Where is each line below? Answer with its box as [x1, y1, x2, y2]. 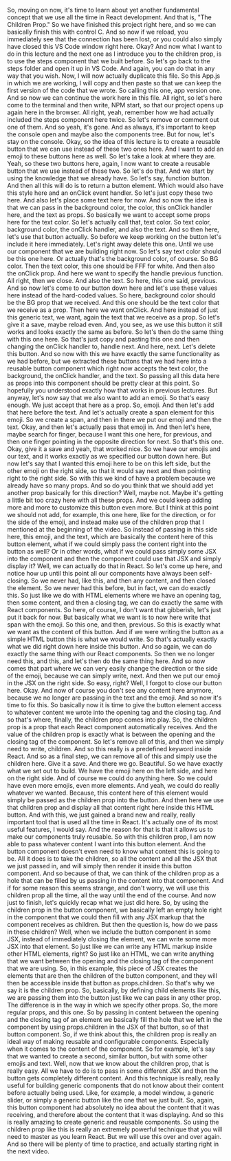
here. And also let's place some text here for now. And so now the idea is [7, 196, 214, 204]
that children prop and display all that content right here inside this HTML [7, 804, 214, 811]
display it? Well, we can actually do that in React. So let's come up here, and [7, 562, 223, 570]
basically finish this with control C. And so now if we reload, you [7, 28, 188, 36]
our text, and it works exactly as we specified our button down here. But [7, 452, 212, 460]
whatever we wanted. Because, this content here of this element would [7, 788, 208, 797]
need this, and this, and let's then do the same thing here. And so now [7, 657, 206, 665]
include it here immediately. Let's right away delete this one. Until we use [7, 240, 214, 248]
